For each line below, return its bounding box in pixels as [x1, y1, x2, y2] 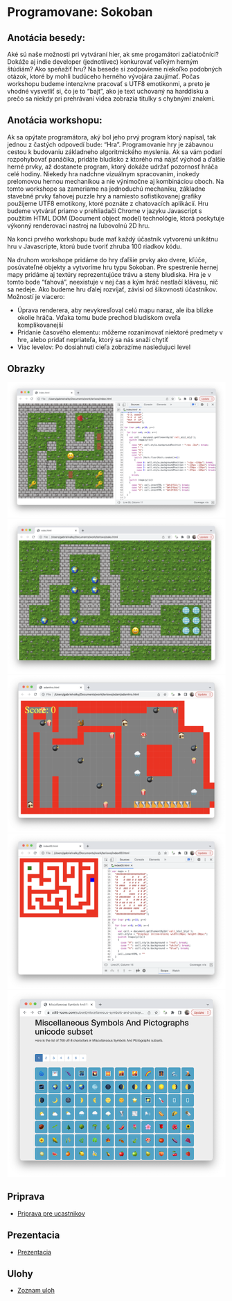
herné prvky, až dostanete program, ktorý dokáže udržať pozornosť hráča [7, 162, 218, 171]
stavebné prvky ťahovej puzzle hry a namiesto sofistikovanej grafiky [7, 192, 202, 200]
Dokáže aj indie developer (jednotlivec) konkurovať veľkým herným [7, 58, 199, 66]
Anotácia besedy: [7, 32, 85, 44]
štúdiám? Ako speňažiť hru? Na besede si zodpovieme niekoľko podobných [7, 65, 222, 73]
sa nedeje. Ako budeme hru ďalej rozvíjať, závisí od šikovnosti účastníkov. [7, 285, 218, 294]
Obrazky [7, 363, 45, 375]
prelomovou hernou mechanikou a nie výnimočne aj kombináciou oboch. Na [7, 177, 224, 185]
